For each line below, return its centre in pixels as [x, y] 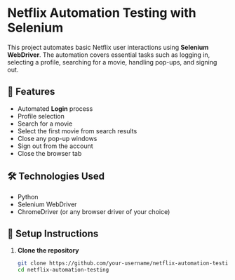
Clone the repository [48, 251]
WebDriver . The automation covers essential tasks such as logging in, [109, 55]
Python [28, 196]
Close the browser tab [49, 153]
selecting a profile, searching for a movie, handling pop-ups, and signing [112, 62]
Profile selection [41, 116]
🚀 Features [31, 92]
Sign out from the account [55, 146]
